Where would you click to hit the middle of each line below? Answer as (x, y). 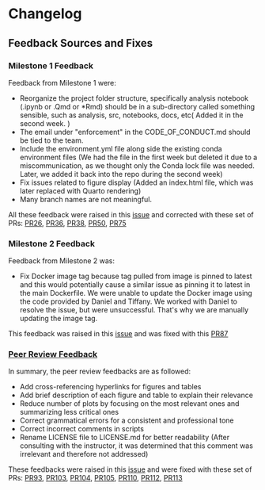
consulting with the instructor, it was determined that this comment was (136, 446)
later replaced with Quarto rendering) (80, 190)
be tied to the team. (51, 140)
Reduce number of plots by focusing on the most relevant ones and (129, 404)
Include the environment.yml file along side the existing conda (121, 148)
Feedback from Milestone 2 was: (62, 261)
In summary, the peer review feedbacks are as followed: (100, 371)
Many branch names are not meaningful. (86, 199)
